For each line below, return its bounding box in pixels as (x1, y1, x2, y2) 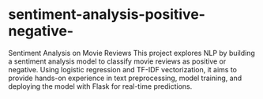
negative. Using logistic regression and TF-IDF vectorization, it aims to (8, 64, 238, 74)
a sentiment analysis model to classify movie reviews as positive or (8, 57, 227, 66)
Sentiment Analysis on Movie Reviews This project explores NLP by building (8, 48, 255, 57)
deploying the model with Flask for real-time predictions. (8, 81, 193, 91)
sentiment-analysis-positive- (8, 5, 205, 24)
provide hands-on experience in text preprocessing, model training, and (8, 73, 242, 82)
